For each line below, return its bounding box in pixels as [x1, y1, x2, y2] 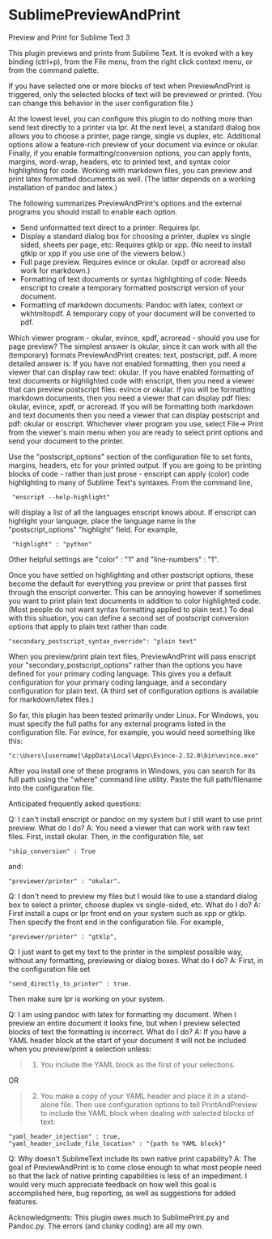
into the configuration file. [8, 783, 95, 792]
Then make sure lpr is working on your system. [8, 994, 165, 1004]
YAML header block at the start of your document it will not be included [8, 1035, 247, 1045]
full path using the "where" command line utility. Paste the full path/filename [8, 774, 263, 784]
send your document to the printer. [8, 435, 125, 446]
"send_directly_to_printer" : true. [8, 979, 132, 988]
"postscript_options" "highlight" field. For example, [8, 524, 178, 534]
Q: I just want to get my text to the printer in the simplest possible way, [8, 947, 244, 957]
